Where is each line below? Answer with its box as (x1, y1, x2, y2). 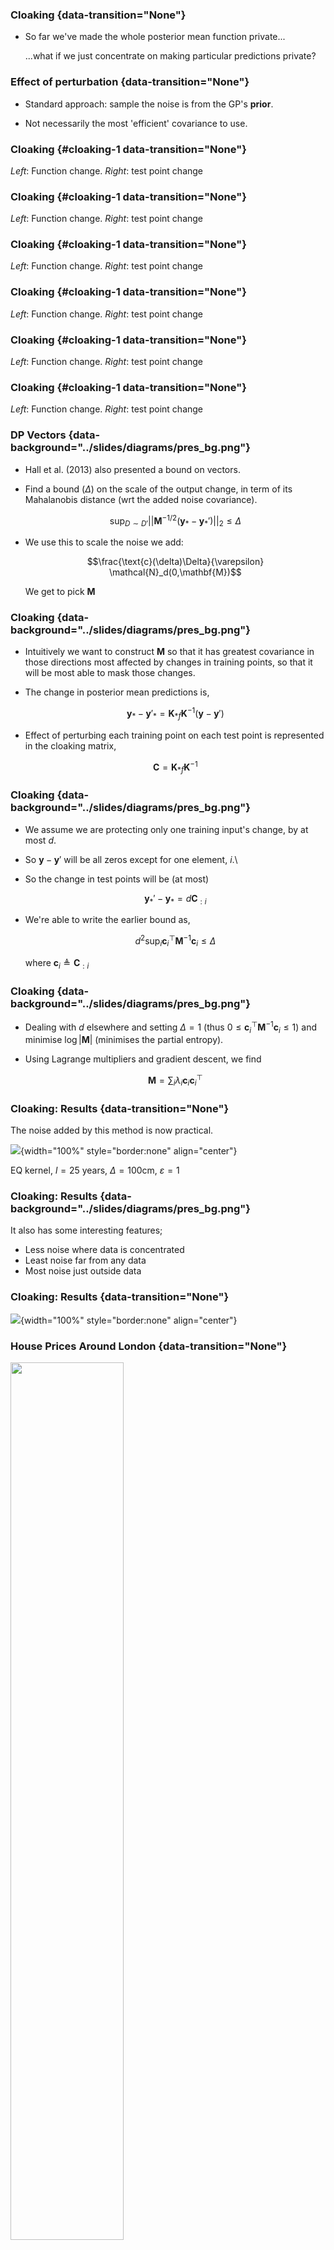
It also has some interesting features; (10, 1224, 163, 1237)
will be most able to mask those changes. (24, 667, 196, 679)
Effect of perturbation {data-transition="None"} (10, 75, 250, 89)
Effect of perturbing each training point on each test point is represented (24, 729, 325, 741)
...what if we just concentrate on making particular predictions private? (24, 50, 317, 62)
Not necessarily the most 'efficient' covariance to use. (24, 117, 248, 129)
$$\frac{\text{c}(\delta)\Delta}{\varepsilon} (86, 556, 265, 568)
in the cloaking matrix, (24, 739, 117, 752)
